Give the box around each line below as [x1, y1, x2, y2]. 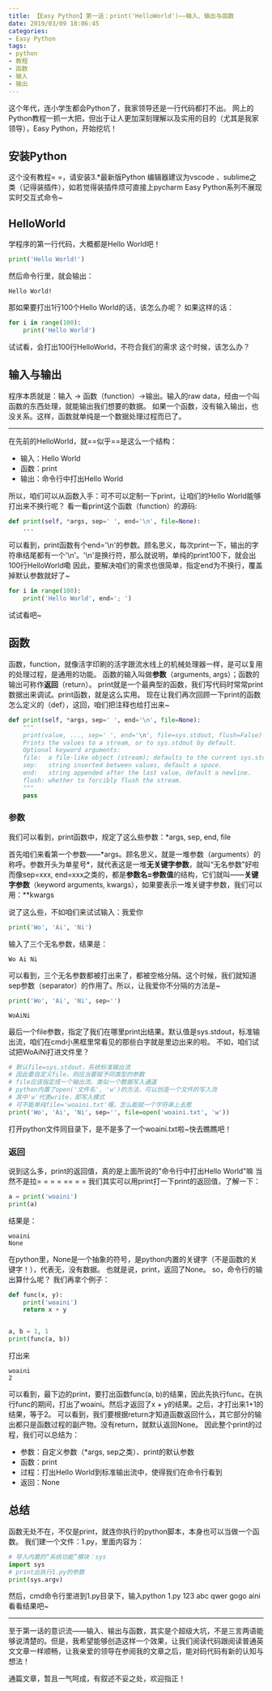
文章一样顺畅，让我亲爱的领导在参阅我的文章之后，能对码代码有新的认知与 [15, 1646, 264, 1656]
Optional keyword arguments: [23, 746, 121, 754]
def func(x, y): [8, 1290, 63, 1298]
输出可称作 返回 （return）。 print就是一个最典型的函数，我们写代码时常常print [8, 679, 264, 689]
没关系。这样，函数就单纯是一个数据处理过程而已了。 [8, 411, 186, 421]
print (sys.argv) [8, 1575, 63, 1584]
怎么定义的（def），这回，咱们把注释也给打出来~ [8, 699, 170, 710]
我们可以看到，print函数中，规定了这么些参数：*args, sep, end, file [8, 832, 232, 842]
